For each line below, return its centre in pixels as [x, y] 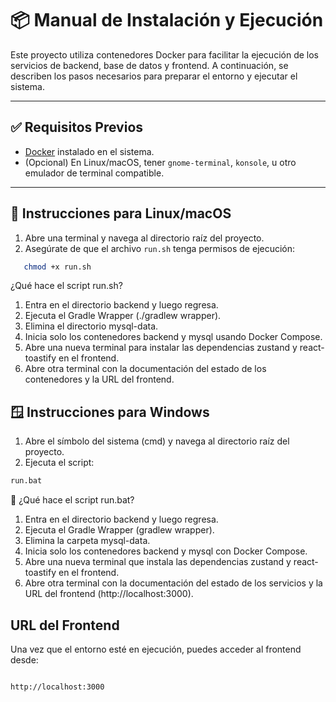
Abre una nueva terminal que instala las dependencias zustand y [158, 562]
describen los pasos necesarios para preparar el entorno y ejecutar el [154, 76]
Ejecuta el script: [59, 463]
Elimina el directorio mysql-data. [91, 326]
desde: [24, 659]
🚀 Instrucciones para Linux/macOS [121, 213]
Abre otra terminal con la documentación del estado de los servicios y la [173, 583]
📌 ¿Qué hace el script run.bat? [72, 500]
